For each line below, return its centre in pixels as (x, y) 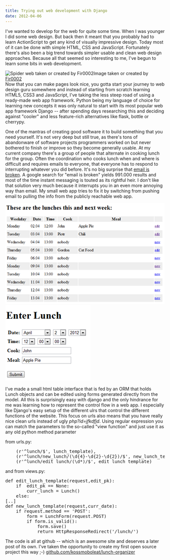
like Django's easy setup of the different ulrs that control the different (77, 410)
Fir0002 (13, 79)
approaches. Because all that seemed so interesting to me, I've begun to (81, 58)
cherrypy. (15, 122)
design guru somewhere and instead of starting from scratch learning (78, 89)
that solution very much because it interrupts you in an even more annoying (84, 185)
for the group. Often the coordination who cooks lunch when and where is (82, 158)
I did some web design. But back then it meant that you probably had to (80, 36)
